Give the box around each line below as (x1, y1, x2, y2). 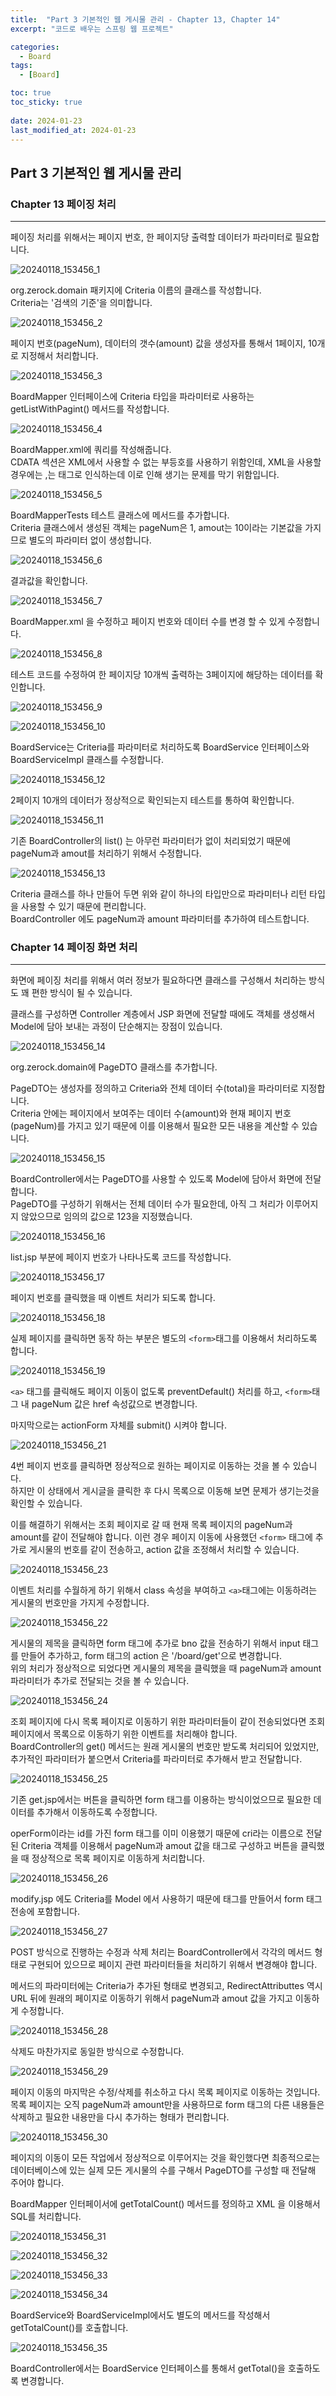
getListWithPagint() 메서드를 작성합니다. (10, 403, 170, 415)
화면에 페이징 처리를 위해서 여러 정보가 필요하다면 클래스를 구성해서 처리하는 (10, 974, 307, 986)
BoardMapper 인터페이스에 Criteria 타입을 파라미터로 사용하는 (10, 391, 255, 403)
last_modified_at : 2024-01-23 (10, 125, 137, 135)
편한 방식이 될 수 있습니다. (31, 987, 133, 999)
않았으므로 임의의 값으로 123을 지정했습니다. (20, 1211, 193, 1223)
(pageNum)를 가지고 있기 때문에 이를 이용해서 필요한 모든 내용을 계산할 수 (10, 1120, 300, 1132)
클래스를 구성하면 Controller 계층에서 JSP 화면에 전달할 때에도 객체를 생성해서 (10, 1008, 316, 1020)
